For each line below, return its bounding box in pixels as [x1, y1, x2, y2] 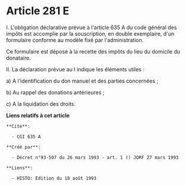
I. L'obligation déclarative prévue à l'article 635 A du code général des [6, 24, 177, 31]
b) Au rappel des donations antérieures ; [6, 89, 105, 96]
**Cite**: [6, 123, 31, 129]
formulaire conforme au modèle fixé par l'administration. [6, 36, 144, 43]
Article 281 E [6, 4, 69, 18]
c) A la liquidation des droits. [6, 100, 76, 108]
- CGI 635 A [11, 134, 41, 140]
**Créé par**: [6, 144, 41, 150]
